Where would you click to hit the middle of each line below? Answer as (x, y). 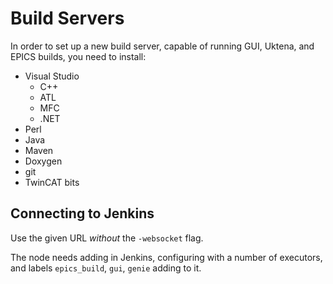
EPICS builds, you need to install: (78, 56)
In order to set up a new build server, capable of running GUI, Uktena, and (162, 46)
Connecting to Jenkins (82, 213)
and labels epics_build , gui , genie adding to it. (106, 268)
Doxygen (43, 161)
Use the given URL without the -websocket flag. (107, 238)
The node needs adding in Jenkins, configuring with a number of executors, (166, 257)
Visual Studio (52, 76)
